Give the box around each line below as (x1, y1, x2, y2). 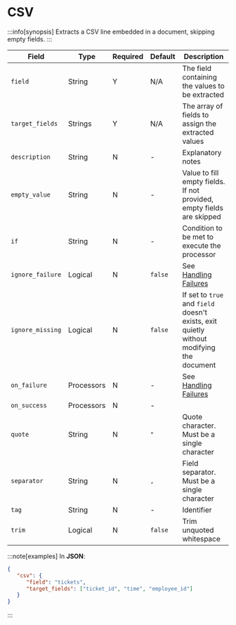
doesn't (182, 307, 208, 317)
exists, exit (182, 316, 218, 326)
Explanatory (182, 147, 222, 157)
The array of (182, 101, 223, 111)
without (182, 334, 207, 343)
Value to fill (182, 168, 219, 178)
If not (182, 185, 200, 195)
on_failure (11, 381, 47, 389)
